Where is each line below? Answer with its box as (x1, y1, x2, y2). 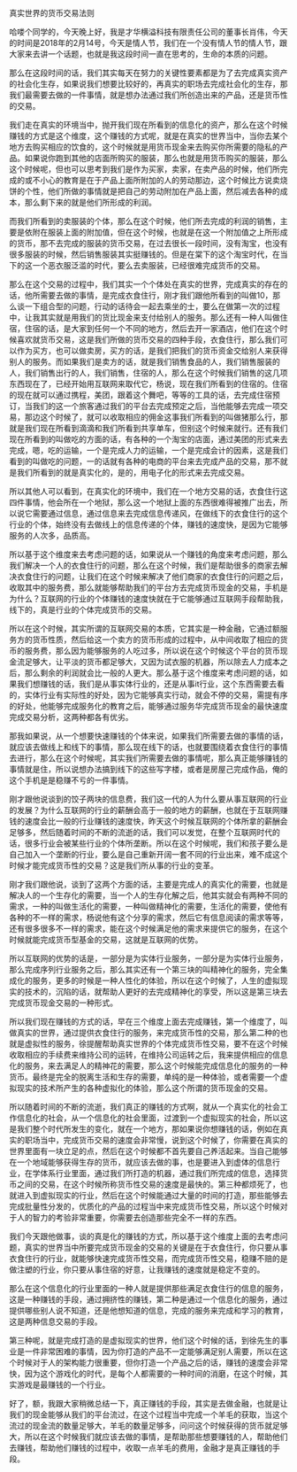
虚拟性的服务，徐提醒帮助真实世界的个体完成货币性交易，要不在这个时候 (24, 1039, 288, 1049)
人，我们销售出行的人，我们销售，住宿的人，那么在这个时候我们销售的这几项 (9, 368, 288, 378)
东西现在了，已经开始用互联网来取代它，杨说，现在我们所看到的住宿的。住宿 (9, 379, 288, 389)
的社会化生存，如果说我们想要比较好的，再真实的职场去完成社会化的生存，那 (9, 79, 288, 89)
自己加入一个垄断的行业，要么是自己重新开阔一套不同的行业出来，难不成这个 (9, 849, 288, 859)
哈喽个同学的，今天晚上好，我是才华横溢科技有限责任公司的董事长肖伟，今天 (9, 27, 288, 37)
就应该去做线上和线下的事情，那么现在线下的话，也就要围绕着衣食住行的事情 (9, 742, 288, 752)
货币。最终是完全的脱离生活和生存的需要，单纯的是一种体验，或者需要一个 (9, 1072, 280, 1082)
